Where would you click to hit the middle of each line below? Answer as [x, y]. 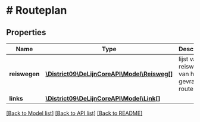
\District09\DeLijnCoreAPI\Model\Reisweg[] [109, 74]
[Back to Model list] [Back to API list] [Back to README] [74, 113]
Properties [26, 32]
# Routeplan [37, 10]
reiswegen [24, 74]
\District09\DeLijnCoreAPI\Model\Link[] [103, 98]
